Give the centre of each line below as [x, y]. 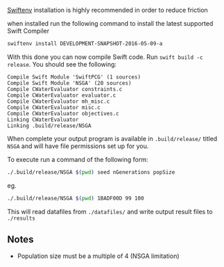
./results [21, 218]
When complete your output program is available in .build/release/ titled [112, 138]
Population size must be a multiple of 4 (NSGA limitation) [98, 256]
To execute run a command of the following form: [78, 159]
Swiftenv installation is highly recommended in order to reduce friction [107, 10]
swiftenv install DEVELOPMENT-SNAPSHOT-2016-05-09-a [85, 44]
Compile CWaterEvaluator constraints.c [65, 89]
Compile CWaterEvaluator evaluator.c [62, 95]
